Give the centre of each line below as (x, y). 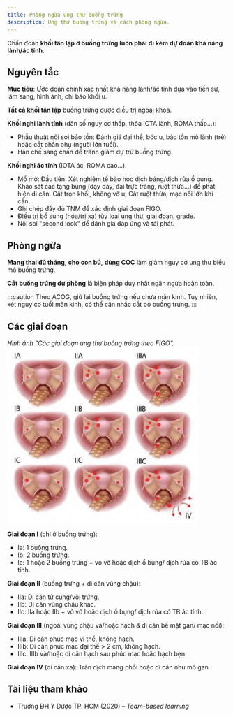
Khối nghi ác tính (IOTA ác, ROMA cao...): (67, 166)
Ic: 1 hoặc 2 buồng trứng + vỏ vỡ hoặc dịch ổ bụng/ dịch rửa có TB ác (117, 562)
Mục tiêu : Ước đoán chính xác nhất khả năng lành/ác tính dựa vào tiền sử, (113, 89)
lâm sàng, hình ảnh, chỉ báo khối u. (57, 96)
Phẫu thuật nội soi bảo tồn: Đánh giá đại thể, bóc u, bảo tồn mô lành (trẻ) (122, 137)
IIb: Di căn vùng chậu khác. (57, 604)
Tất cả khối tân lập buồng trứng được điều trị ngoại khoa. (90, 110)
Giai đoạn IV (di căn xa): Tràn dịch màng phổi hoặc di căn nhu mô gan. (109, 667)
